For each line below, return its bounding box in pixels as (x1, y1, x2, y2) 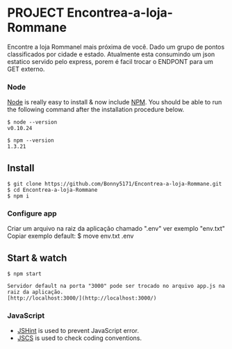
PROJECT (7, 5, 65, 21)
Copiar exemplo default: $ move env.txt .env (7, 232, 134, 241)
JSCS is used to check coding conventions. (17, 334, 142, 342)
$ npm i (7, 193, 30, 200)
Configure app (7, 209, 57, 218)
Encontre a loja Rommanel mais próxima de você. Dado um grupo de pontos (7, 42, 225, 51)
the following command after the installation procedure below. (7, 106, 185, 114)
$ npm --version (7, 137, 54, 144)
